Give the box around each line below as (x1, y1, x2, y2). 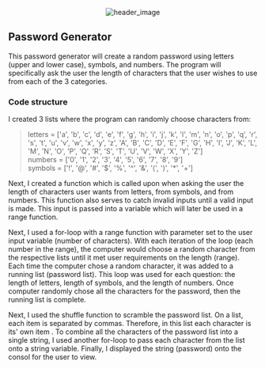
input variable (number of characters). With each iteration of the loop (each (8, 236, 254, 245)
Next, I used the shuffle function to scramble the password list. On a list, (8, 310, 244, 320)
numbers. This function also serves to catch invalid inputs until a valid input (8, 195, 254, 205)
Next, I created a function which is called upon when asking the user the (8, 179, 244, 188)
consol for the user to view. (8, 352, 97, 362)
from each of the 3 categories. (8, 76, 108, 86)
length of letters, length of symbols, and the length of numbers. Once (8, 278, 234, 288)
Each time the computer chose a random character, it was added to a (8, 261, 233, 271)
